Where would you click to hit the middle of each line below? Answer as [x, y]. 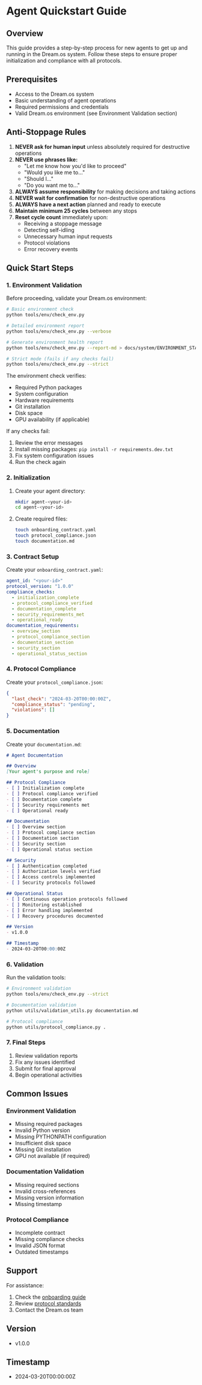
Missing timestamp [38, 1204]
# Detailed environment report [45, 326]
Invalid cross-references [45, 1191]
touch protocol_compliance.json [55, 536]
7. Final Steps [26, 1042]
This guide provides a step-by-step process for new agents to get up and [97, 48]
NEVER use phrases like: [46, 159]
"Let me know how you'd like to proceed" [75, 166]
